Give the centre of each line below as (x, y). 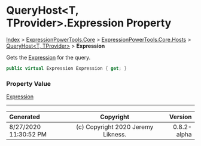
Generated (25, 117)
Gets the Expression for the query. (48, 57)
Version (180, 117)
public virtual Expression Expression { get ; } (67, 68)
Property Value (29, 83)
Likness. (115, 135)
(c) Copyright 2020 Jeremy (115, 127)
